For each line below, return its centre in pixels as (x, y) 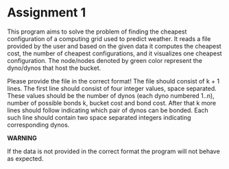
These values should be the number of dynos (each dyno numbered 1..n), (111, 95)
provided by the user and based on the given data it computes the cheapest (114, 46)
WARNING (22, 138)
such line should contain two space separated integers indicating (99, 117)
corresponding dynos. (38, 125)
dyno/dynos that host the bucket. (54, 68)
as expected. (25, 158)
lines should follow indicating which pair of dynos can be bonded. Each (108, 110)
